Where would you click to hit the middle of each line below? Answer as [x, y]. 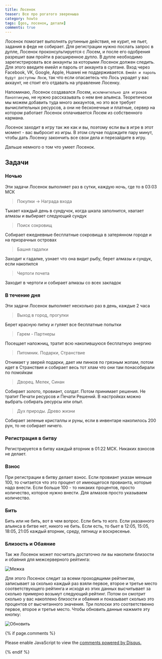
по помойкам [19, 372]
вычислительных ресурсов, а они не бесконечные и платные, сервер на [80, 108]
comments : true [20, 28]
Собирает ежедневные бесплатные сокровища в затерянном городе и [78, 235]
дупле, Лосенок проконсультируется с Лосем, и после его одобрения [78, 52]
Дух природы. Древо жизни [46, 411]
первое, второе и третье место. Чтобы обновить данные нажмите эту [78, 609]
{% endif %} [17, 652]
